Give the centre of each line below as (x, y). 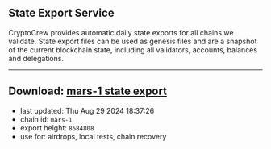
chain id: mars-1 (46, 119)
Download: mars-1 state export (88, 91)
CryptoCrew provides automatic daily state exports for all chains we (121, 32)
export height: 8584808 (57, 127)
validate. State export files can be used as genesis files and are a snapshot (133, 41)
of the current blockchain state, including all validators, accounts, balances (133, 50)
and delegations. (36, 58)
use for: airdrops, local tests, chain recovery (93, 136)
